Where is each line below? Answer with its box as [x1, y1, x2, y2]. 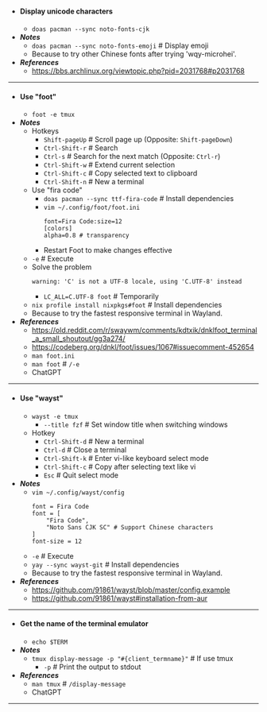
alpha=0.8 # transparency [43, 231, 130, 240]
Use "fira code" [31, 185, 83, 195]
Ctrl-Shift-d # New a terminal [43, 436, 145, 446]
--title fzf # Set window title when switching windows [43, 420, 228, 429]
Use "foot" [19, 91, 57, 101]
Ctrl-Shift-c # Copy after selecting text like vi [43, 462, 196, 471]
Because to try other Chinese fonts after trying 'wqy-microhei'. [31, 49, 237, 59]
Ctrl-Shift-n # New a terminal [43, 177, 145, 187]
